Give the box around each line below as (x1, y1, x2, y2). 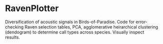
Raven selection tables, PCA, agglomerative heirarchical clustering (24, 24, 159, 29)
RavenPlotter (5, 3, 59, 14)
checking (5, 24, 24, 29)
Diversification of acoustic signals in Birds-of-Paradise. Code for (5, 19, 135, 25)
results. (5, 34, 20, 40)
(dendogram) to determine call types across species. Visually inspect (5, 29, 144, 35)
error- (136, 19, 148, 25)
